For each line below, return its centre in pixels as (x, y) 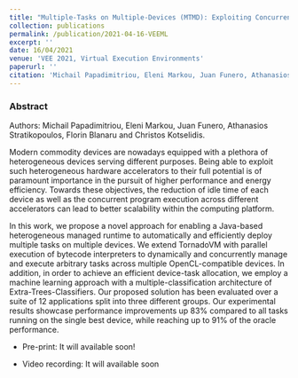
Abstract (29, 106)
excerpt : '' (31, 42)
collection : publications (57, 26)
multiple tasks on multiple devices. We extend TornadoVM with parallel (138, 245)
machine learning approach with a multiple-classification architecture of (141, 283)
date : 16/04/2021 (41, 51)
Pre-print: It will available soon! (78, 347)
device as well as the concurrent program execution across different (134, 200)
